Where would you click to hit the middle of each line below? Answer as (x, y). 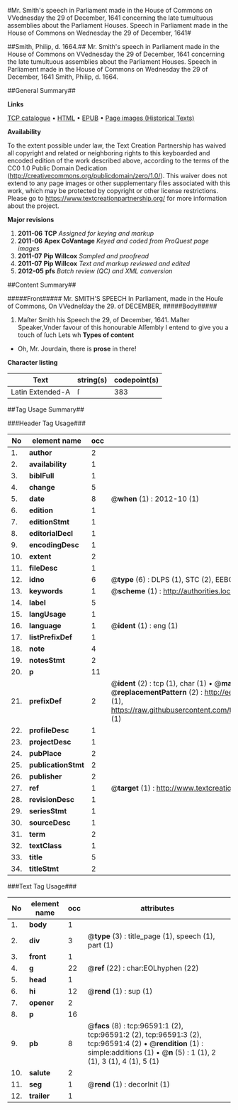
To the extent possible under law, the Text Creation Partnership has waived (117, 145)
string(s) (92, 380)
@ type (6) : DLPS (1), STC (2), (162, 579)
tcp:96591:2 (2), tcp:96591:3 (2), (144, 1034)
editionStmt (49, 522)
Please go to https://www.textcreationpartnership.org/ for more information (117, 198)
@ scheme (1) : (136, 591)
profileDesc (49, 730)
